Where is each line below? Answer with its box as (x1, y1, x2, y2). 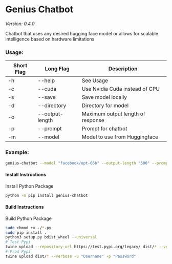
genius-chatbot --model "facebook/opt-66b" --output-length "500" (5, 160, 150, 166)
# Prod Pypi (5, 249, 31, 254)
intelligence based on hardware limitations (5, 36, 95, 42)
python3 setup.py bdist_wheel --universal (5, 235, 97, 240)
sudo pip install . (5, 230, 47, 235)
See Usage (81, 77, 109, 84)
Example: (5, 149, 29, 156)
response (81, 117, 105, 124)
